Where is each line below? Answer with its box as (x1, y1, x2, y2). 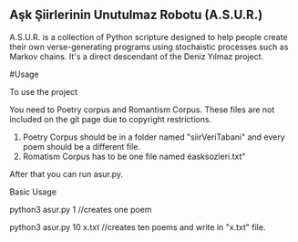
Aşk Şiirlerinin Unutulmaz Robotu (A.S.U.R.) (9, 7, 263, 23)
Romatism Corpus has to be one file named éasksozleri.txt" (22, 151, 246, 162)
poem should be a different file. (22, 141, 141, 152)
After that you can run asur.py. (9, 168, 124, 179)
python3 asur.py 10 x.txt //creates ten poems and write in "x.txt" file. (9, 221, 266, 232)
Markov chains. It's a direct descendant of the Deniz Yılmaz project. (9, 50, 264, 62)
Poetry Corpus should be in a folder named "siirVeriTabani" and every (22, 132, 285, 142)
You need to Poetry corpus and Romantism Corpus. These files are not (9, 104, 275, 115)
